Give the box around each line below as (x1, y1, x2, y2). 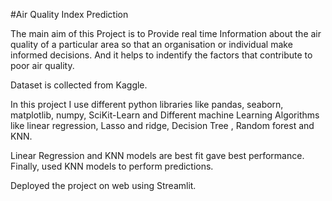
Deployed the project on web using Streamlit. (10, 180, 197, 191)
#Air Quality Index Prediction (10, 9, 129, 20)
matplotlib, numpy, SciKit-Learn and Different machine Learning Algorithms (10, 109, 320, 121)
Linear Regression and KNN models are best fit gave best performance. (10, 150, 305, 161)
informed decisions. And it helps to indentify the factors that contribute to (10, 49, 313, 61)
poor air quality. (10, 60, 75, 71)
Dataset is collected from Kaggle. (10, 79, 148, 91)
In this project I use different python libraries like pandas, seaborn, (10, 99, 284, 110)
